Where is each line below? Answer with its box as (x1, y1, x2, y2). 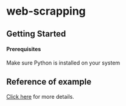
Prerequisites (6, 46, 41, 53)
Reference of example (6, 77, 92, 87)
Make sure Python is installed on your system (6, 59, 121, 66)
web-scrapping (6, 4, 86, 18)
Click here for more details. (6, 93, 74, 100)
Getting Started (6, 29, 66, 39)
